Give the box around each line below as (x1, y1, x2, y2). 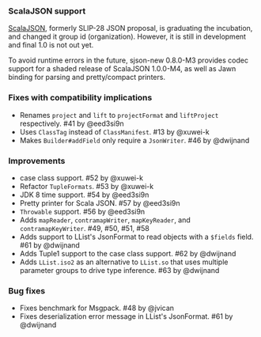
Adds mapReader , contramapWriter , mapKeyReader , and (19, 215, 191, 225)
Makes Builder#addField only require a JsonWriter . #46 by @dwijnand (19, 135, 250, 145)
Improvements (8, 155, 66, 166)
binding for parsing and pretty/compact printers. (8, 73, 166, 82)
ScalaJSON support (8, 6, 86, 17)
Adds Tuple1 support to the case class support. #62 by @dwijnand (19, 248, 236, 258)
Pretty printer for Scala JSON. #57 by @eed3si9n (19, 198, 180, 207)
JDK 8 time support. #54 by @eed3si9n (19, 190, 149, 199)
